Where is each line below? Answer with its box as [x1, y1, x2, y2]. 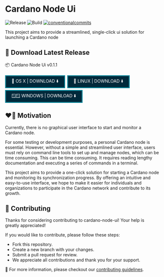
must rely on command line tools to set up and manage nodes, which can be [5, 149, 159, 155]
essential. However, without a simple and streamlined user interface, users [5, 144, 156, 150]
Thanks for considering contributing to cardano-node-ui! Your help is [5, 217, 144, 223]
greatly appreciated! [5, 223, 46, 229]
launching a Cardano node [5, 34, 59, 40]
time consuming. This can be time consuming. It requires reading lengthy [5, 155, 153, 161]
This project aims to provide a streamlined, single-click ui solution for [5, 29, 144, 35]
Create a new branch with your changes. [12, 247, 94, 253]
